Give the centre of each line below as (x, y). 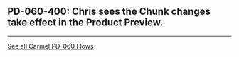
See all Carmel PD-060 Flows (51, 46)
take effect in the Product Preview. (85, 23)
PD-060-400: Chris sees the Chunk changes (109, 12)
